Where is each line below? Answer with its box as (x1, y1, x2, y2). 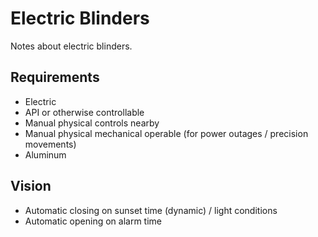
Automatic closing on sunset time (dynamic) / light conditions (24, 204, 278, 216)
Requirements (10, 69, 100, 86)
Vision (10, 178, 52, 195)
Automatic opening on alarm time (24, 215, 162, 227)
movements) (24, 138, 77, 150)
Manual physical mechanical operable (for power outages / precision (24, 127, 309, 139)
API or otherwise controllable (24, 106, 145, 118)
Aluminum (24, 148, 67, 161)
